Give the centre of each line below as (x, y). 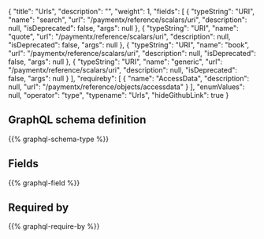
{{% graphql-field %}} (44, 183)
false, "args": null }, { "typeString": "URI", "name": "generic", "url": (115, 62)
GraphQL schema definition (77, 120)
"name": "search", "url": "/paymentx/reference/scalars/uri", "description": (128, 20)
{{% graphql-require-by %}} (54, 226)
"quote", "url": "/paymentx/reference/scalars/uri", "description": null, (119, 36)
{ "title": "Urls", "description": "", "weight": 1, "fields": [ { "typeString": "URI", (131, 11)
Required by (39, 208)
